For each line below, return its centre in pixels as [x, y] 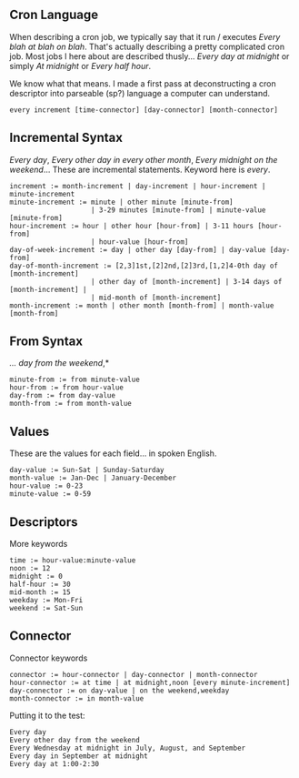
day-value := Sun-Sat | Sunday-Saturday [87, 470]
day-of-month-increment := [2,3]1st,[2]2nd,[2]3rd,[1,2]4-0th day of [144, 266]
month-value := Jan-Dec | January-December [93, 478]
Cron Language [54, 15]
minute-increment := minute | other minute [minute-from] [121, 202]
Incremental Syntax [66, 138]
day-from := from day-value [63, 396]
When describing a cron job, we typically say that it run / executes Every [145, 36]
